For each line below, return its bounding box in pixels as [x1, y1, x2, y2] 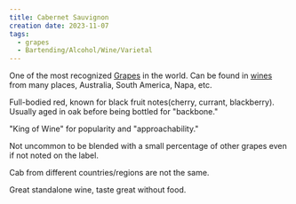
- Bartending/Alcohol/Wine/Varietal [17, 46, 153, 55]
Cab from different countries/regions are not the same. [9, 168, 210, 178]
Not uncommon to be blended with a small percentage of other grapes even [9, 141, 287, 152]
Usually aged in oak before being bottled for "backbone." [9, 106, 219, 117]
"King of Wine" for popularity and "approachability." [9, 123, 199, 134]
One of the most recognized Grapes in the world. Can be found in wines [9, 70, 273, 81]
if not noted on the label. [9, 150, 100, 161]
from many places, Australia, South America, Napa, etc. [9, 80, 212, 90]
